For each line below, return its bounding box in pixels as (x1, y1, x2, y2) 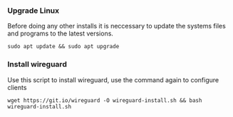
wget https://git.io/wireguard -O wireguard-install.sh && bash (7, 96, 202, 104)
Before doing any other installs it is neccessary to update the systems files (7, 22, 226, 30)
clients (7, 83, 27, 91)
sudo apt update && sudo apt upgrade (7, 43, 120, 50)
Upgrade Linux (7, 6, 60, 16)
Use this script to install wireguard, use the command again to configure (7, 75, 219, 84)
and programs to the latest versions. (7, 29, 114, 38)
